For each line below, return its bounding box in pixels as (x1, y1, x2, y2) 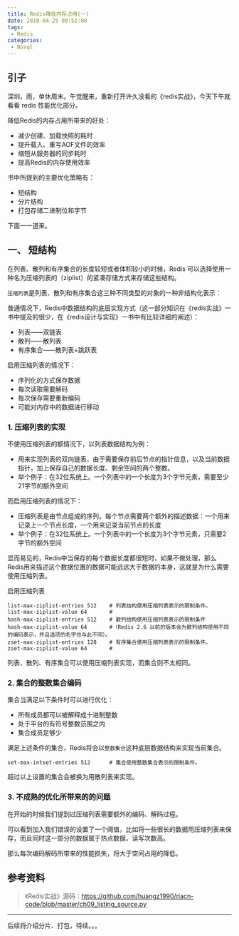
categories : (7, 37, 43, 44)
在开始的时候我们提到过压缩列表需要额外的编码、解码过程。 (7, 810, 182, 818)
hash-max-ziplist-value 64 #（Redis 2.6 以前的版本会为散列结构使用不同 (7, 623, 230, 631)
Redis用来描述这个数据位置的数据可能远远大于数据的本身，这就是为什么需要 (7, 562, 230, 571)
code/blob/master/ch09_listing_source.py (24, 900, 147, 909)
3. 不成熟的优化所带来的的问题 (7, 792, 111, 802)
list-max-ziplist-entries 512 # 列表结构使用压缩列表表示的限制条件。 (7, 602, 211, 610)
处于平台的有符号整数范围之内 (17, 719, 105, 728)
